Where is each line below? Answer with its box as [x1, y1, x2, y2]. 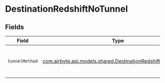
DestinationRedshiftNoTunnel [5, 3, 128, 15]
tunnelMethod [7, 59, 38, 64]
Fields [5, 23, 25, 31]
